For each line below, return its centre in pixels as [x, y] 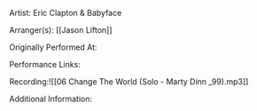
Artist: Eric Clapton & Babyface [66, 13]
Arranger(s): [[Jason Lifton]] [61, 30]
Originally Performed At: [53, 47]
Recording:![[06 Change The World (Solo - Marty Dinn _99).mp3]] [129, 82]
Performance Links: [45, 64]
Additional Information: [51, 99]
